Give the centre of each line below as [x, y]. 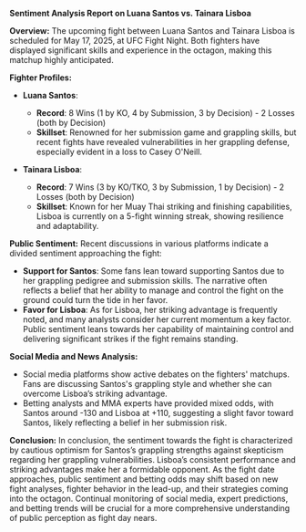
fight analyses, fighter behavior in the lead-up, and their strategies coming [149, 489]
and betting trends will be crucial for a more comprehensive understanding [150, 508]
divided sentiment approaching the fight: [86, 253]
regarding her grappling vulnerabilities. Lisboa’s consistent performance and [153, 459]
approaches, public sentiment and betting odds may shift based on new [144, 479]
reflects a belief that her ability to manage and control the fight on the [153, 290]
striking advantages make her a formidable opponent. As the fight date [142, 469]
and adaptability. [67, 226]
